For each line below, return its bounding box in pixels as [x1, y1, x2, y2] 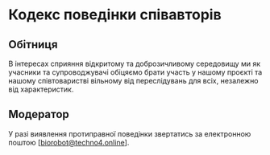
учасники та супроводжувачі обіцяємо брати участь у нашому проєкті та [8, 67, 263, 77]
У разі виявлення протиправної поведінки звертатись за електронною [8, 128, 251, 138]
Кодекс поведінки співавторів [8, 6, 222, 24]
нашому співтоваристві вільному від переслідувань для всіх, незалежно [8, 76, 260, 85]
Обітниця [8, 38, 58, 51]
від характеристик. [8, 84, 74, 94]
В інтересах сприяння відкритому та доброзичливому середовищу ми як [8, 59, 261, 68]
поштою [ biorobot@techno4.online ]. [8, 137, 130, 147]
